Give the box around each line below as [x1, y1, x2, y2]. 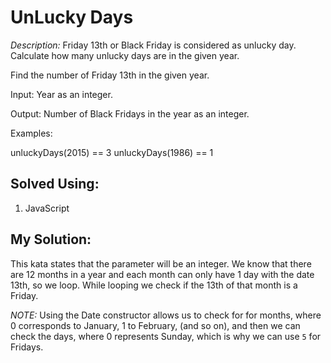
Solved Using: [10, 176, 100, 193]
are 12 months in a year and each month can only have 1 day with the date [10, 268, 315, 280]
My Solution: [10, 231, 92, 248]
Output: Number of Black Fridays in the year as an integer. [10, 107, 250, 120]
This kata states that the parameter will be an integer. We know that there [10, 257, 312, 270]
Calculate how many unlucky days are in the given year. [10, 49, 240, 61]
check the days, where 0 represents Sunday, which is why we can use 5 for [10, 330, 322, 342]
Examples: [10, 127, 53, 139]
